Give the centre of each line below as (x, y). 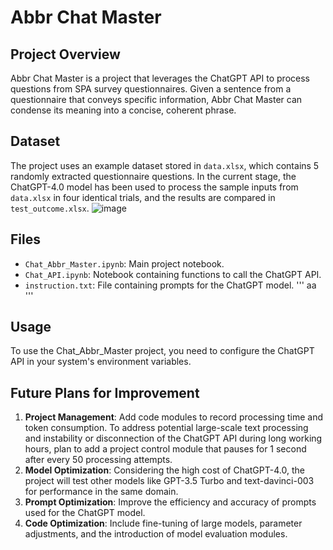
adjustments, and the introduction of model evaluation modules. (156, 534)
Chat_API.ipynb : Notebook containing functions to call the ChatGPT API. (173, 274)
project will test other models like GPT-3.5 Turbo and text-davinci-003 (169, 481)
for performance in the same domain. (101, 492)
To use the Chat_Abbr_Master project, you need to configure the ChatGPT (162, 351)
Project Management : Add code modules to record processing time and (174, 417)
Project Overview (65, 54)
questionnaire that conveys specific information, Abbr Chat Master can (156, 99)
